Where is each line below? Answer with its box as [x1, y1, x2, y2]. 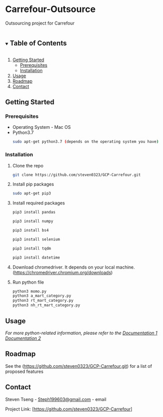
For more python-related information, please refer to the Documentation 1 [5, 330, 158, 336]
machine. [116, 264, 135, 270]
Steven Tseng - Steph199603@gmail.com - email [5, 396, 107, 402]
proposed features [5, 368, 44, 374]
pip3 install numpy [12, 219, 54, 224]
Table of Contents [10, 39, 67, 48]
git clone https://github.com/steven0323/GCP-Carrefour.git [12, 172, 141, 177]
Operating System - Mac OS [12, 124, 71, 130]
